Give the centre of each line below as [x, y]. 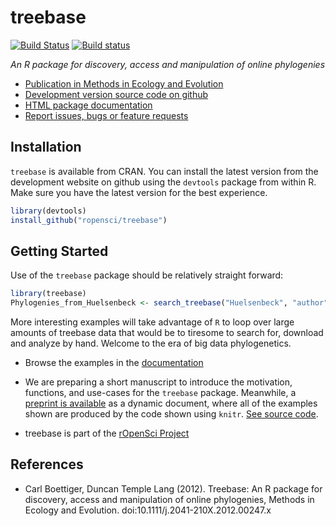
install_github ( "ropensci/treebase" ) [89, 220]
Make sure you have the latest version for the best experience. [139, 192]
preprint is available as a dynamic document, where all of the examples [171, 403]
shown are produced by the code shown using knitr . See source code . [171, 414]
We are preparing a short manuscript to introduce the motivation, [158, 382]
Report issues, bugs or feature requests [106, 115]
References [47, 464]
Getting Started [59, 251]
